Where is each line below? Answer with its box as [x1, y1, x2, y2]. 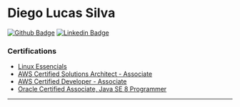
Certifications [7, 46, 57, 56]
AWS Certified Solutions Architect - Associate [17, 69, 153, 79]
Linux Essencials [17, 62, 67, 71]
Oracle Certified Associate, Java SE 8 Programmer [17, 85, 167, 94]
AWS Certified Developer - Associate [17, 77, 127, 86]
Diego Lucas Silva [7, 5, 116, 21]
